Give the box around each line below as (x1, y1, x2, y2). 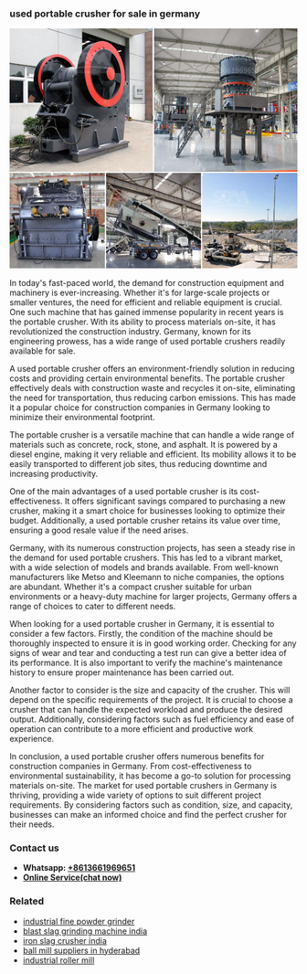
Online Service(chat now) (22, 872, 122, 884)
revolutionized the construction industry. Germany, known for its (9, 325, 251, 336)
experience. (9, 733, 55, 744)
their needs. (9, 819, 55, 830)
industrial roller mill (22, 954, 95, 966)
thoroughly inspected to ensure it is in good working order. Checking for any (9, 638, 297, 649)
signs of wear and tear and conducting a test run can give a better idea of (9, 647, 287, 658)
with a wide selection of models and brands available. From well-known (9, 561, 279, 573)
